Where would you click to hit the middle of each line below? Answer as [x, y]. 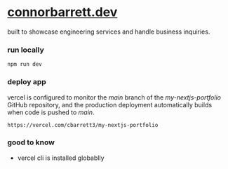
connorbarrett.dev [62, 12]
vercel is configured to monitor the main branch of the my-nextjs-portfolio [114, 97]
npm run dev [25, 65]
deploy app [27, 82]
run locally [26, 50]
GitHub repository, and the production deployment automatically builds [110, 104]
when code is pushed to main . [51, 112]
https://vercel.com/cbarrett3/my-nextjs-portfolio [83, 125]
